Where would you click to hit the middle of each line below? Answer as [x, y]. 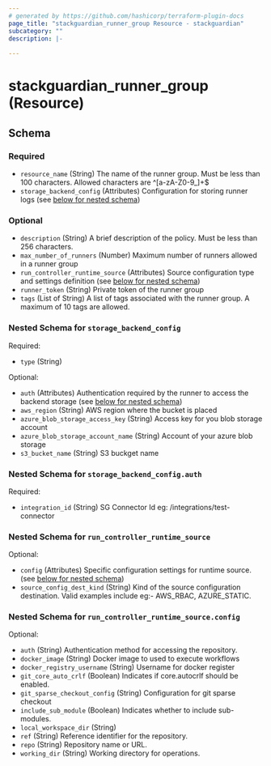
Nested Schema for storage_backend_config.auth [105, 474]
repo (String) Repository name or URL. [84, 745]
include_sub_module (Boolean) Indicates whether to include [118, 710]
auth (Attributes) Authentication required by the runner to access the [134, 393]
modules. [36, 719]
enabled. [35, 684]
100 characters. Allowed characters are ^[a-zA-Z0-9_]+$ [114, 182]
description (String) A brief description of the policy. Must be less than [139, 238]
